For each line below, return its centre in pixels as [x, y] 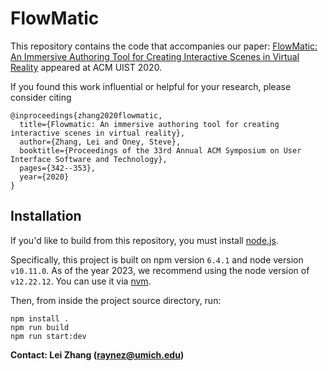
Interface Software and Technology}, [89, 159]
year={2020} [44, 177]
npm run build [40, 327]
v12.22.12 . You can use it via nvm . [81, 281]
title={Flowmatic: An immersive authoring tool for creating [149, 124]
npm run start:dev [48, 336]
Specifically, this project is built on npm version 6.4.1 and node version [157, 259]
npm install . [40, 318]
